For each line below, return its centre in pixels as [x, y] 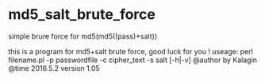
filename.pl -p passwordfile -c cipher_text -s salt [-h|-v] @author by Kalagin [133, 60]
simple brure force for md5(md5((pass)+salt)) [83, 36]
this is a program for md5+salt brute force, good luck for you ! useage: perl [131, 51]
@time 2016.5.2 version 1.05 [54, 68]
